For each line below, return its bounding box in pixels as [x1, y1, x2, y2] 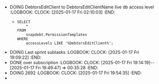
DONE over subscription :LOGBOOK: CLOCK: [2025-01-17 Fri [9, 60, 132, 65]
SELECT [17, 19, 31, 24]
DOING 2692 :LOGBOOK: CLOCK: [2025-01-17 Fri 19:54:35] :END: [9, 70, 142, 76]
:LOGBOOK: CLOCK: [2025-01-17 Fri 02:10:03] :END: [9, 9, 116, 15]
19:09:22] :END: [9, 54, 42, 60]
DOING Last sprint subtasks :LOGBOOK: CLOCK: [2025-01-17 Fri [9, 50, 139, 55]
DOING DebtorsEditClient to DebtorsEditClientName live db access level [9, 4, 155, 10]
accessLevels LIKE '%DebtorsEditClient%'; [26, 41, 114, 46]
